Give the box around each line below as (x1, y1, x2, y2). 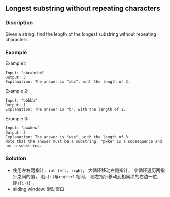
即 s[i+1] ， (12, 180, 37, 186)
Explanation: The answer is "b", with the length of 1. (5, 107, 126, 112)
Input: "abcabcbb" (5, 70, 44, 75)
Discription (5, 19, 33, 26)
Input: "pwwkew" (5, 125, 40, 130)
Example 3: (5, 115, 29, 121)
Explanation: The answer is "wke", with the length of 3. (5, 134, 130, 139)
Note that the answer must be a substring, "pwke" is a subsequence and (5, 139, 162, 144)
